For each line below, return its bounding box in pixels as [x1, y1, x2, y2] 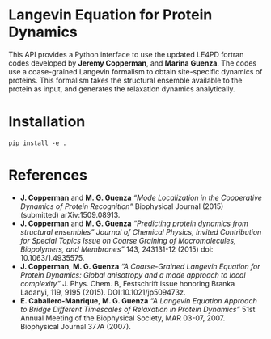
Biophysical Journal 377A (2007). [19, 321, 131, 331]
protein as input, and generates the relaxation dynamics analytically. [8, 83, 236, 94]
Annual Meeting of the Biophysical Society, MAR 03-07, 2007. [19, 313, 226, 323]
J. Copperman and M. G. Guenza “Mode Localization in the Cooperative [19, 193, 263, 202]
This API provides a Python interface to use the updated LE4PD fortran [8, 49, 244, 59]
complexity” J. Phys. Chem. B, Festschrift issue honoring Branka [19, 278, 235, 288]
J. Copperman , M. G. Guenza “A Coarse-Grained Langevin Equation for [19, 261, 260, 271]
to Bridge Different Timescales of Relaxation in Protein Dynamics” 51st [19, 304, 256, 314]
